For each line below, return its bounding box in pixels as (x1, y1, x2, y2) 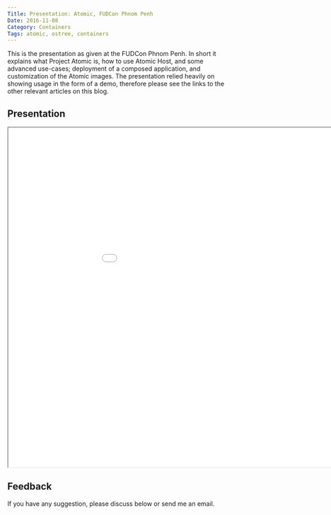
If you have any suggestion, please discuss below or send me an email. (7, 499, 215, 508)
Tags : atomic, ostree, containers (7, 30, 110, 37)
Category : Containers (7, 23, 71, 30)
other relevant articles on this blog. (7, 87, 109, 96)
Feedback (7, 480, 52, 492)
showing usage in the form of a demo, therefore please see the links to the (7, 79, 225, 88)
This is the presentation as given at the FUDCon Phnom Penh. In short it (7, 50, 217, 58)
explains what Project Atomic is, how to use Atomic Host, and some (7, 57, 204, 66)
